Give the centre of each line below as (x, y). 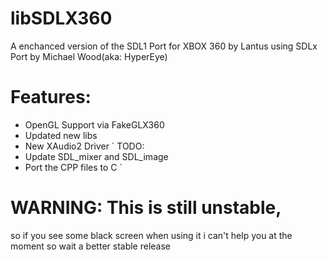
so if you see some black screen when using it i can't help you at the (151, 235)
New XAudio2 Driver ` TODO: (84, 146)
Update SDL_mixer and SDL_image (96, 156)
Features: (51, 97)
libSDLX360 (61, 18)
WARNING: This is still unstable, (146, 208)
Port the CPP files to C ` (73, 167)
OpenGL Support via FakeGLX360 (94, 124)
